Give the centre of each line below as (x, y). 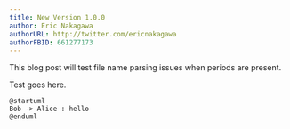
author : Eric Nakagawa (51, 26)
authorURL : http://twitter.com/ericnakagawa (93, 34)
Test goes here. (38, 85)
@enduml (24, 117)
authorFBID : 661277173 (51, 42)
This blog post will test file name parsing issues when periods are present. (145, 68)
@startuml (28, 101)
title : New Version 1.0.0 (57, 17)
